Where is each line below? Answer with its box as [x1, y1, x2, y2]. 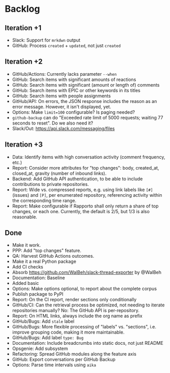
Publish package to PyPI [12, 291, 64, 297]
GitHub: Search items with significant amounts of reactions [12, 76, 136, 82]
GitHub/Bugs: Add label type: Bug [12, 335, 84, 341]
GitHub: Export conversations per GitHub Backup [12, 357, 116, 363]
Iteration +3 [5, 140, 43, 149]
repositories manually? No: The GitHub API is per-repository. [12, 307, 140, 314]
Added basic [12, 280, 39, 286]
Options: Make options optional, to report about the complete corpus [12, 285, 157, 292]
